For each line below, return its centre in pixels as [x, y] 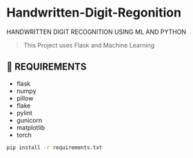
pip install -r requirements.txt [54, 147]
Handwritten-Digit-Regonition [94, 13]
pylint [24, 112]
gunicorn [29, 120]
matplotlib [31, 127]
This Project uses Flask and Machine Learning [89, 45]
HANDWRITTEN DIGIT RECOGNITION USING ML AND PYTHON [96, 32]
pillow [25, 98]
